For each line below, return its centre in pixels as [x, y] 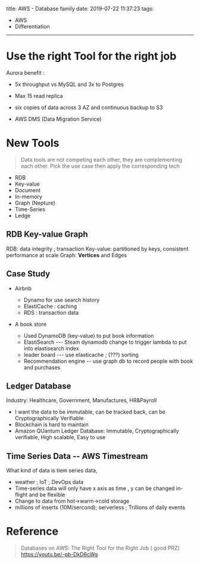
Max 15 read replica [39, 95]
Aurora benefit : [25, 73]
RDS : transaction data [51, 312]
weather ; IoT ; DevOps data [49, 482]
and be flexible [47, 495]
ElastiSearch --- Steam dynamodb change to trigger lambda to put [105, 342]
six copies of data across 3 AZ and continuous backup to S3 [89, 107]
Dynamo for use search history [62, 300]
